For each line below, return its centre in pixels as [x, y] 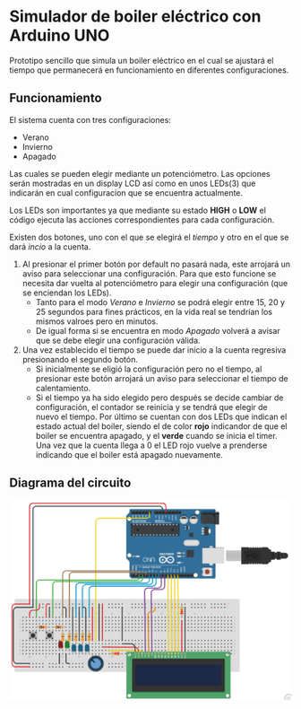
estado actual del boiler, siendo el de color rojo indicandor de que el [161, 426]
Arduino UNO [60, 35]
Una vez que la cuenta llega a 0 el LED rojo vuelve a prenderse [151, 445]
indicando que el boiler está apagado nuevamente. [129, 454]
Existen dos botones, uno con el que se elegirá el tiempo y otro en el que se [149, 237]
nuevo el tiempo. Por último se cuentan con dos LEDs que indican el [161, 416]
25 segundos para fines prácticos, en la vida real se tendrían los [154, 311]
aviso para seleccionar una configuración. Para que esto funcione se [149, 273]
